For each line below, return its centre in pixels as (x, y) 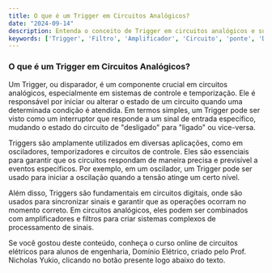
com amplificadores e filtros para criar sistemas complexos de (112, 218)
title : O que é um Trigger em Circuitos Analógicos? (99, 16)
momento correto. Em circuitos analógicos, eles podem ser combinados (128, 210)
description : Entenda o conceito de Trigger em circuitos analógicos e (132, 31)
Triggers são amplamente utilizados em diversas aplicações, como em (126, 143)
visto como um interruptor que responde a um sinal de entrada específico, (132, 119)
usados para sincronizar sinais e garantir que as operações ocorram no (127, 201)
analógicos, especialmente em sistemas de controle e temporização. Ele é (132, 93)
